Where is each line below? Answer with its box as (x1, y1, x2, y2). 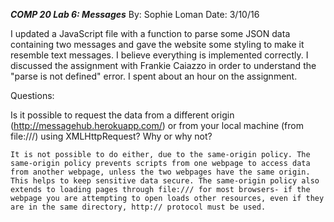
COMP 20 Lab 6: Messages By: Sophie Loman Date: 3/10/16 (10, 9, 260, 20)
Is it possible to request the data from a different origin (10, 109, 235, 121)
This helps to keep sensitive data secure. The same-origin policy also (10, 176, 320, 186)
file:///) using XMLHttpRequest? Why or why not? (10, 130, 213, 142)
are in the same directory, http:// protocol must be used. (10, 202, 267, 212)
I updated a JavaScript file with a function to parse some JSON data (10, 28, 291, 39)
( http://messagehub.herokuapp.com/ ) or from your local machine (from (10, 120, 304, 131)
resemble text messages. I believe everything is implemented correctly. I (10, 49, 309, 61)
